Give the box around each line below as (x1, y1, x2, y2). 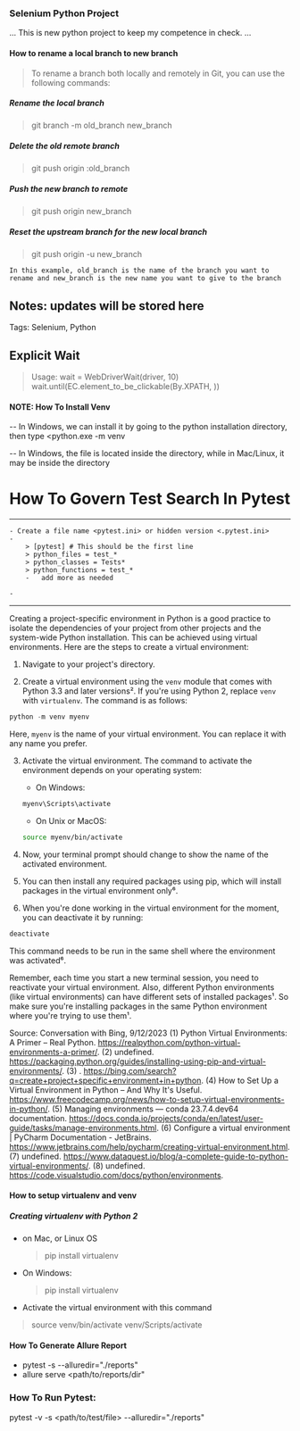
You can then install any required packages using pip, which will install (21, 876, 282, 886)
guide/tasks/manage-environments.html (9, 1122, 157, 1133)
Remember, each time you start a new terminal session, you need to (9, 972, 259, 983)
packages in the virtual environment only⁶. (21, 885, 179, 895)
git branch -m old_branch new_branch (30, 120, 172, 131)
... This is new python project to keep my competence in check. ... (9, 28, 252, 38)
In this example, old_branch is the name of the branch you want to (9, 266, 270, 275)
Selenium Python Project (9, 7, 119, 20)
